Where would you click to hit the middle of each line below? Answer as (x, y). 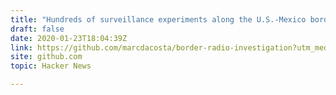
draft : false (37, 29)
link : (21, 47)
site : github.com (46, 57)
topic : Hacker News (51, 66)
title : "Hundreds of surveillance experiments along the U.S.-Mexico (158, 19)
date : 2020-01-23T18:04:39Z (69, 38)
